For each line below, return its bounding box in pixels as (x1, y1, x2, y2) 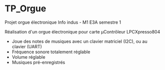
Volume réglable (11, 54, 46, 60)
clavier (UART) (11, 43, 42, 49)
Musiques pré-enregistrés (11, 59, 66, 65)
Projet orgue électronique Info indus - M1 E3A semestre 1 (4, 19, 121, 25)
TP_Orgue (4, 3, 47, 14)
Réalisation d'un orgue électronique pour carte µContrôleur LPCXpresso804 (4, 29, 161, 35)
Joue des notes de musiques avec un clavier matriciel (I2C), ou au (11, 38, 148, 44)
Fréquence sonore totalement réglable (11, 49, 90, 55)
